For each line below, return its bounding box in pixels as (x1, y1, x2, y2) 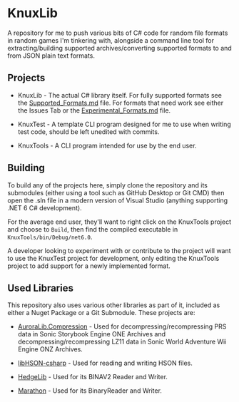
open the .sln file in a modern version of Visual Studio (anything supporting (7, 196, 228, 205)
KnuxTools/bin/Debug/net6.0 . (7, 232, 93, 241)
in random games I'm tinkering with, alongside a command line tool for (7, 36, 215, 44)
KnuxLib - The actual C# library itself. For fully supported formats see (17, 91, 223, 99)
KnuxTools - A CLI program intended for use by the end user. (17, 141, 197, 150)
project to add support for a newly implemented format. (7, 262, 171, 270)
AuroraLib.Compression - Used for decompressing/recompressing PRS (17, 322, 227, 331)
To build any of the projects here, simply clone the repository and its (7, 180, 208, 190)
